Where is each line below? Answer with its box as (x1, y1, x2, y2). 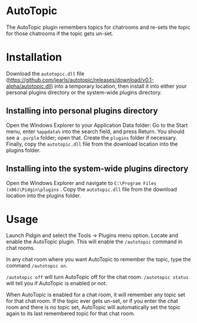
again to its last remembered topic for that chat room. (6, 310, 135, 317)
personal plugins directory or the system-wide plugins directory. (6, 88, 162, 95)
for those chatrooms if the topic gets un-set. (6, 29, 113, 37)
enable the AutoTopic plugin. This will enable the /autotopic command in (6, 238, 183, 245)
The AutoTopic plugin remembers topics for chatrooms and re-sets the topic (6, 24, 191, 31)
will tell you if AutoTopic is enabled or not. (6, 280, 108, 287)
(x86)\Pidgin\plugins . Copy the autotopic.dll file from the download (6, 186, 178, 193)
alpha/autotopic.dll (6, 83, 52, 90)
